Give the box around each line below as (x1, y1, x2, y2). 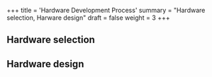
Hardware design (6, 58, 84, 70)
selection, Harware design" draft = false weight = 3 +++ (6, 13, 171, 22)
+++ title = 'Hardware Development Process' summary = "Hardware (6, 6, 206, 14)
